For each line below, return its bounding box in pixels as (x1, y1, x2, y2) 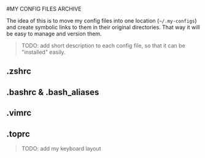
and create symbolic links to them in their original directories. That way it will (6, 24, 200, 31)
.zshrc (6, 66, 32, 77)
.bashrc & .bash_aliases (6, 87, 99, 97)
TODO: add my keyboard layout (21, 145, 101, 152)
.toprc (6, 129, 31, 139)
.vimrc (6, 108, 32, 118)
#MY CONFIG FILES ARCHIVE (6, 6, 82, 12)
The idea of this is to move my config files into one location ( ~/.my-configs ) (6, 17, 198, 24)
